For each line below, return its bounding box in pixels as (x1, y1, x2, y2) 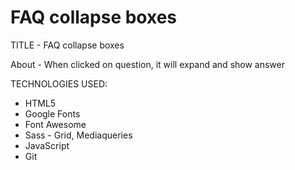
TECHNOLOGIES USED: (10, 77, 108, 90)
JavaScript (24, 139, 70, 151)
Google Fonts (24, 107, 81, 120)
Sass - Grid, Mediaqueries (24, 129, 133, 141)
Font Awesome (24, 118, 87, 130)
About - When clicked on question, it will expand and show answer (10, 58, 285, 70)
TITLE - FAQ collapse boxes (10, 39, 125, 51)
